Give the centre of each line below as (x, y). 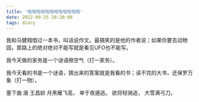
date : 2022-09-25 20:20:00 (39, 17)
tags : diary (21, 23)
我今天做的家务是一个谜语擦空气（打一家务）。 (62, 60)
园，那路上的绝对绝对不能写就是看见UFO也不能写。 (69, 47)
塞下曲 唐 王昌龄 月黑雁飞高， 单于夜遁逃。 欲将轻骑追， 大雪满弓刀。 (91, 93)
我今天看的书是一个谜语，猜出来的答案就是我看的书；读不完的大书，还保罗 (97, 73)
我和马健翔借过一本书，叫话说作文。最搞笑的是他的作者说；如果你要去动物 (97, 40)
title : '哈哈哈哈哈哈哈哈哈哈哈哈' (45, 12)
